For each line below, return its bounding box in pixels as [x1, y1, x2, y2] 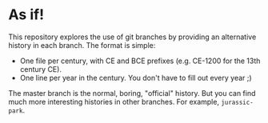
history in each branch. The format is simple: [8, 40, 156, 50]
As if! [8, 6, 45, 24]
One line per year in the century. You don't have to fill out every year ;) [19, 73, 252, 82]
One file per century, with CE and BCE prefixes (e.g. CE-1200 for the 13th [19, 56, 261, 65]
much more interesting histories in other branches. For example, [8, 97, 220, 106]
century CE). [19, 64, 62, 73]
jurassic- [221, 98, 254, 106]
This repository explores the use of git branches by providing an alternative [8, 32, 257, 42]
